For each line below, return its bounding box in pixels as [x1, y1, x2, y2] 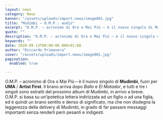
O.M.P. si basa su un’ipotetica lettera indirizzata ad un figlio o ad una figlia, [5, 94, 154, 100]
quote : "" [5, 30, 25, 34]
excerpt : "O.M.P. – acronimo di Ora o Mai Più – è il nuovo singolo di [5, 25, 153, 30]
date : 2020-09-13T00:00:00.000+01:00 [5, 43, 81, 48]
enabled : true [9, 61, 38, 66]
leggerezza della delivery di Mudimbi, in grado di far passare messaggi [5, 105, 147, 110]
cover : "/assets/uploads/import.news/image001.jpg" [5, 52, 112, 57]
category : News [5, 12, 36, 16]
